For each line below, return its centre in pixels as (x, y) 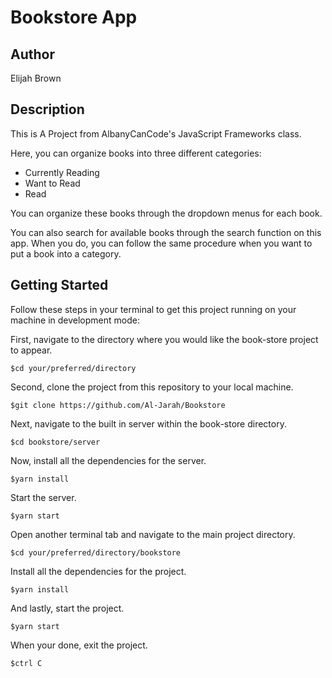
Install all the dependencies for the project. (98, 571)
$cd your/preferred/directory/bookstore (96, 552)
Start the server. (43, 497)
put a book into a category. (66, 253)
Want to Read (52, 183)
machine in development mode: (75, 320)
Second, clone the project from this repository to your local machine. (152, 387)
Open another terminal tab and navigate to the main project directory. (153, 534)
